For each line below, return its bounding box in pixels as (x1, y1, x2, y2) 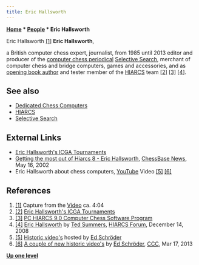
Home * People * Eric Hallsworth (6, 25, 90, 33)
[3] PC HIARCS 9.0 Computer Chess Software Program (15, 215, 153, 222)
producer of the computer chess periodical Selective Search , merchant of (6, 55, 191, 62)
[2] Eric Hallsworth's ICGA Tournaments (15, 208, 115, 215)
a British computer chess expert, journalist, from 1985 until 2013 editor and (6, 49, 193, 56)
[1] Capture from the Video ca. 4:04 (15, 201, 104, 209)
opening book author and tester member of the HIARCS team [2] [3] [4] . (6, 68, 187, 76)
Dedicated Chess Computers (15, 102, 88, 109)
